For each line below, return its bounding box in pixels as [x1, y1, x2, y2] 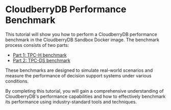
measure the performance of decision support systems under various [5, 72, 152, 78]
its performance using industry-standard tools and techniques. [5, 98, 137, 105]
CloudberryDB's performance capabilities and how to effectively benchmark [5, 93, 166, 99]
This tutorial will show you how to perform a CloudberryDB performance [5, 31, 157, 37]
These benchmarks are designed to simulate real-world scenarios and [5, 67, 153, 73]
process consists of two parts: [5, 42, 69, 48]
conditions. [5, 78, 29, 84]
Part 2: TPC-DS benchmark [12, 57, 70, 63]
